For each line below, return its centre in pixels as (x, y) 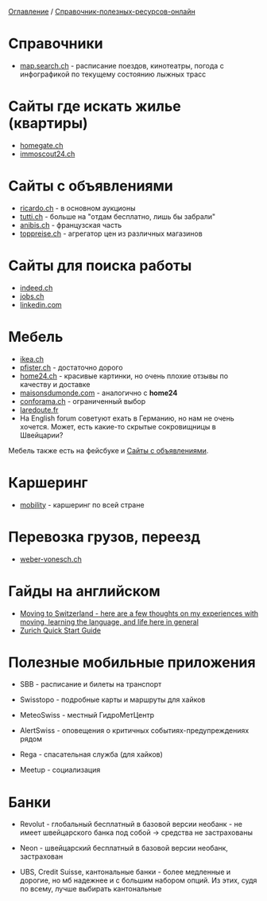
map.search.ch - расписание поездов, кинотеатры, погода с (122, 65)
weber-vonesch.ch (50, 559)
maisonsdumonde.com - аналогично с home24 (99, 393)
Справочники (56, 44)
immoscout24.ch (47, 154)
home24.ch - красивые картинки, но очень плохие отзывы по (124, 376)
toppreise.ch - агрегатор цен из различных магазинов (111, 233)
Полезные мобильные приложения (132, 662)
